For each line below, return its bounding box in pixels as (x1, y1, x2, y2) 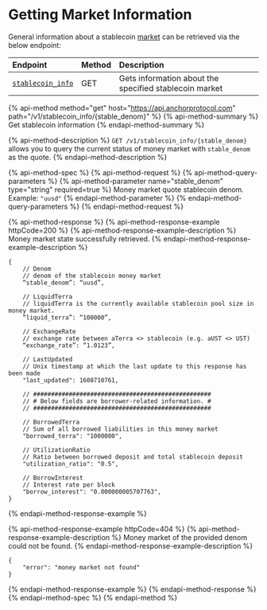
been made (8, 369, 41, 377)
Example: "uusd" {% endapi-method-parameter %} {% (8, 193, 187, 202)
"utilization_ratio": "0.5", (22, 459, 119, 467)
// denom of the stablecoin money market (22, 272, 161, 280)
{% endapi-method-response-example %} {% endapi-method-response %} (8, 584, 257, 594)
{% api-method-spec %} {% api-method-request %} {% (8, 167, 193, 177)
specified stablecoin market (118, 82, 223, 93)
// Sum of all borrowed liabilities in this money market (22, 424, 219, 433)
